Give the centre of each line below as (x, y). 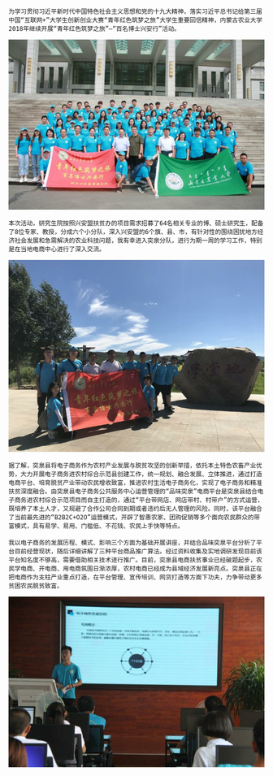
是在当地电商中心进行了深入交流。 (57, 249)
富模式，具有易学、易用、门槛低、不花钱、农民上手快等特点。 (96, 527)
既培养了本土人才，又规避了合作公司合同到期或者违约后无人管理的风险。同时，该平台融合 (135, 509)
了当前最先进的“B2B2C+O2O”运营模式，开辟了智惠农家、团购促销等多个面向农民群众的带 (134, 518)
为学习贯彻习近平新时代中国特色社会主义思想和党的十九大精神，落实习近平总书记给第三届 (135, 11)
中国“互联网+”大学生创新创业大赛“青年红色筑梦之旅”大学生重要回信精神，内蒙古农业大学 (135, 20)
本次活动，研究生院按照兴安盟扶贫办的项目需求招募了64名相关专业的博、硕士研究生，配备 (136, 223)
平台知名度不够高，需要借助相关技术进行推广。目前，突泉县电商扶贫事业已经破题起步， (132, 560)
